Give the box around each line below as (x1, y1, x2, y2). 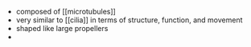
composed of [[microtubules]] (15, 7, 117, 16)
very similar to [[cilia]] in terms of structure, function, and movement (15, 15, 243, 25)
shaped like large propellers (15, 24, 109, 33)
